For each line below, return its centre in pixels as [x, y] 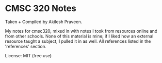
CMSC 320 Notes [41, 8]
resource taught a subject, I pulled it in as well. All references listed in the [78, 41]
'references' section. [26, 46]
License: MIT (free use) [28, 55]
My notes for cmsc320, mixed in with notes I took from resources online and [81, 31]
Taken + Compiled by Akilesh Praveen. [44, 22]
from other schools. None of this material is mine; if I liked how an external [79, 36]
